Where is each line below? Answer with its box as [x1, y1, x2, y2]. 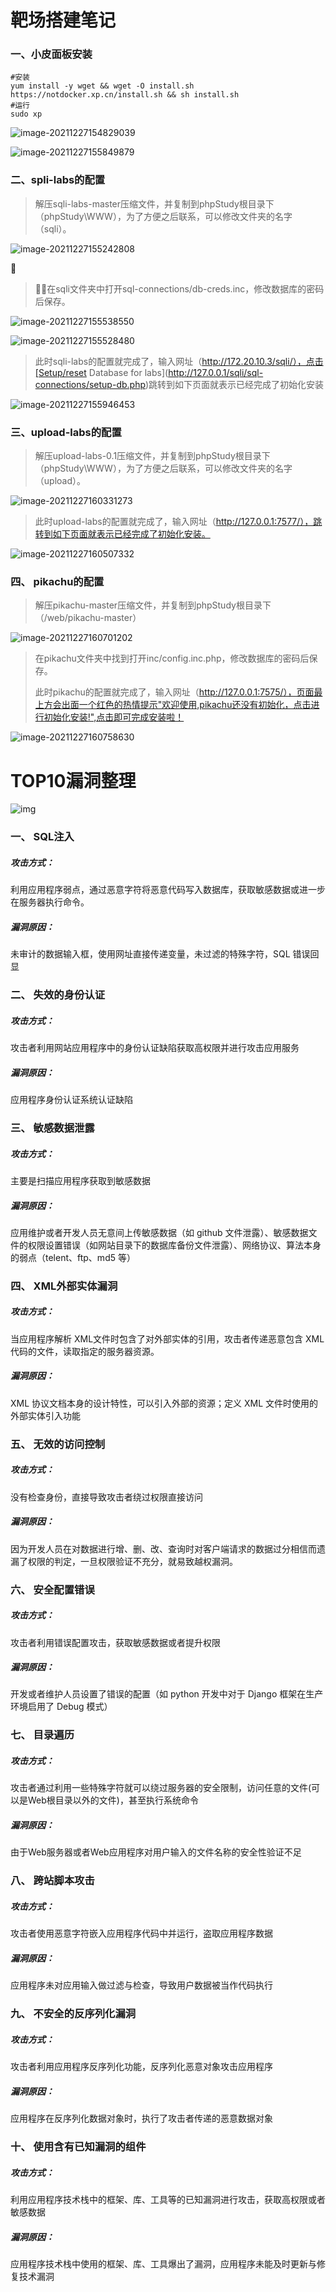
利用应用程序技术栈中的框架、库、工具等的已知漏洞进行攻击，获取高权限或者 [10, 2193, 326, 2205]
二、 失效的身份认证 [10, 988, 106, 1002]
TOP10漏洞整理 [10, 769, 137, 792]
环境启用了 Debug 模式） [10, 1701, 113, 1713]
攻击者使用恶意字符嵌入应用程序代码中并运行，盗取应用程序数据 [10, 1927, 273, 1940]
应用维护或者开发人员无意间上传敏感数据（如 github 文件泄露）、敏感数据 [10, 1226, 309, 1238]
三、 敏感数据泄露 [10, 1121, 95, 1135]
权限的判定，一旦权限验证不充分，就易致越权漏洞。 [27, 1555, 238, 1567]
